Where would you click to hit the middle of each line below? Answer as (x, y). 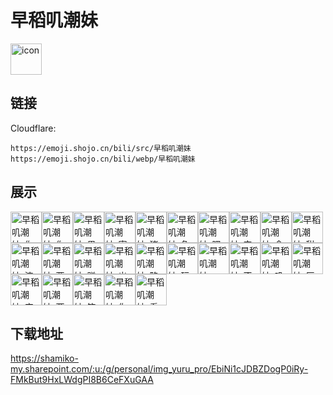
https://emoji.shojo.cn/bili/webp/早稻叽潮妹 (103, 159)
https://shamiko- (44, 358)
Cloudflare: (33, 128)
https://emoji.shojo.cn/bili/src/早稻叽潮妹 (101, 148)
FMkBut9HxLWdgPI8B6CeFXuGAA (82, 380)
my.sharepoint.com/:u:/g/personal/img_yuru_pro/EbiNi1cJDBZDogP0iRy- (159, 369)
